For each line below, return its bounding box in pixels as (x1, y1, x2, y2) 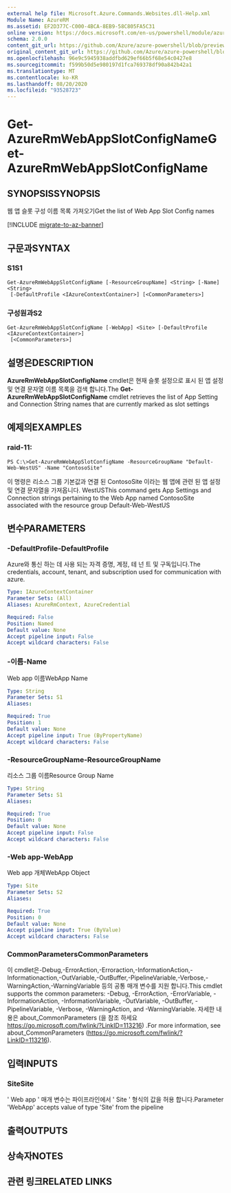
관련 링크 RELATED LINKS (7, 1176, 112, 1187)
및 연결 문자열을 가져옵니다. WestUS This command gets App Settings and (7, 486, 212, 494)
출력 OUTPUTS (7, 1125, 68, 1137)
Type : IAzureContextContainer (7, 589, 94, 595)
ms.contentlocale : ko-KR (7, 74, 78, 81)
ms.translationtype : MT (7, 67, 76, 74)
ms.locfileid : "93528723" (7, 87, 81, 94)
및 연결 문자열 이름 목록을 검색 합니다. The (7, 385, 119, 393)
